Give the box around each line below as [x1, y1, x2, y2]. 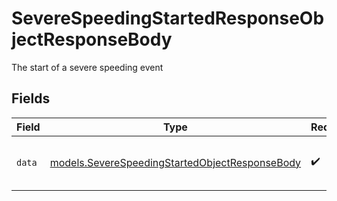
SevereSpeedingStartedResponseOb [11, 7, 325, 30]
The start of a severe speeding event [11, 61, 164, 73]
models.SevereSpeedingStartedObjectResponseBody [49, 155, 302, 169]
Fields [11, 90, 51, 107]
